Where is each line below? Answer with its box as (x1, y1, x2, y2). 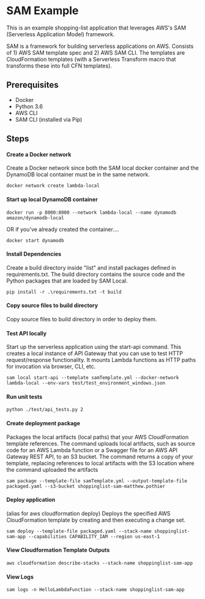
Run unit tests (6, 393, 43, 400)
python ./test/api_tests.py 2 (6, 407, 84, 413)
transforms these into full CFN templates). (6, 62, 112, 69)
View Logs (6, 573, 34, 581)
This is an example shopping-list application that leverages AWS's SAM (6, 24, 187, 31)
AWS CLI (15, 109, 38, 117)
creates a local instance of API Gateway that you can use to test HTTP (6, 350, 184, 357)
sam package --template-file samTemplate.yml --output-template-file (6, 477, 188, 484)
